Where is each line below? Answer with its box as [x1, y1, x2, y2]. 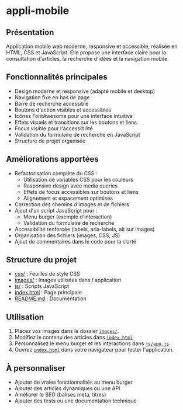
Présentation [6, 27, 54, 37]
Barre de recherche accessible [14, 100, 89, 107]
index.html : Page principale [14, 289, 82, 296]
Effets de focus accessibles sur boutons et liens [23, 188, 139, 195]
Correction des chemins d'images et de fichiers [14, 200, 130, 208]
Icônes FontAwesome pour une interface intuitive [14, 112, 133, 119]
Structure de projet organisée [14, 137, 86, 144]
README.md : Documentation [14, 295, 87, 302]
